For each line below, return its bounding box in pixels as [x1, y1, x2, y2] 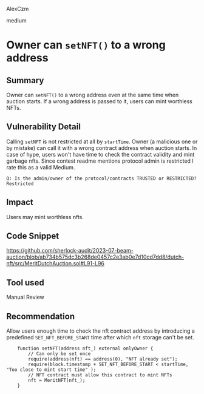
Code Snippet [6, 231, 59, 242]
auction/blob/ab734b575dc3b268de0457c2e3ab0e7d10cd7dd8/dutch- [6, 253, 185, 260]
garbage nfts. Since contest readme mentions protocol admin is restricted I [6, 157, 194, 165]
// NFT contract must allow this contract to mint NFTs [28, 372, 172, 378]
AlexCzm [6, 5, 29, 12]
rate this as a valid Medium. [6, 163, 75, 171]
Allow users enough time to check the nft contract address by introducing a [6, 327, 195, 335]
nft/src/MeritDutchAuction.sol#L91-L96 [6, 260, 105, 267]
